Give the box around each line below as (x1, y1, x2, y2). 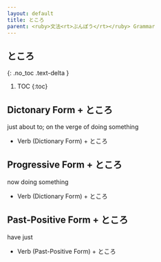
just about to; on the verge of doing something (7, 123, 139, 131)
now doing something (7, 177, 69, 186)
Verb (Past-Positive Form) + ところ (17, 247, 116, 255)
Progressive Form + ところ (7, 159, 122, 171)
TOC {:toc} (17, 82, 48, 90)
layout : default (7, 10, 54, 17)
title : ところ (7, 17, 45, 23)
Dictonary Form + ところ (7, 104, 114, 116)
